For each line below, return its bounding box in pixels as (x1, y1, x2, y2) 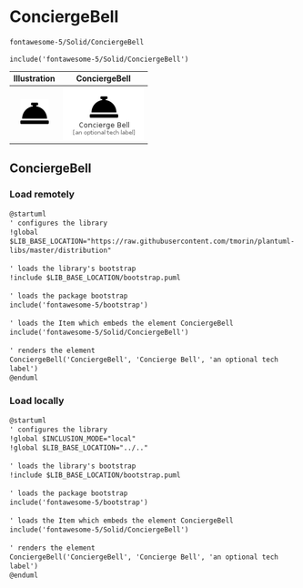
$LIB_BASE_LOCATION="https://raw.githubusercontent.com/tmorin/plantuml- (9, 237, 296, 246)
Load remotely (9, 188, 76, 200)
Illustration (13, 73, 56, 84)
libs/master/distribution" (9, 246, 112, 255)
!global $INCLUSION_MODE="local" (9, 434, 136, 443)
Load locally (9, 394, 65, 407)
